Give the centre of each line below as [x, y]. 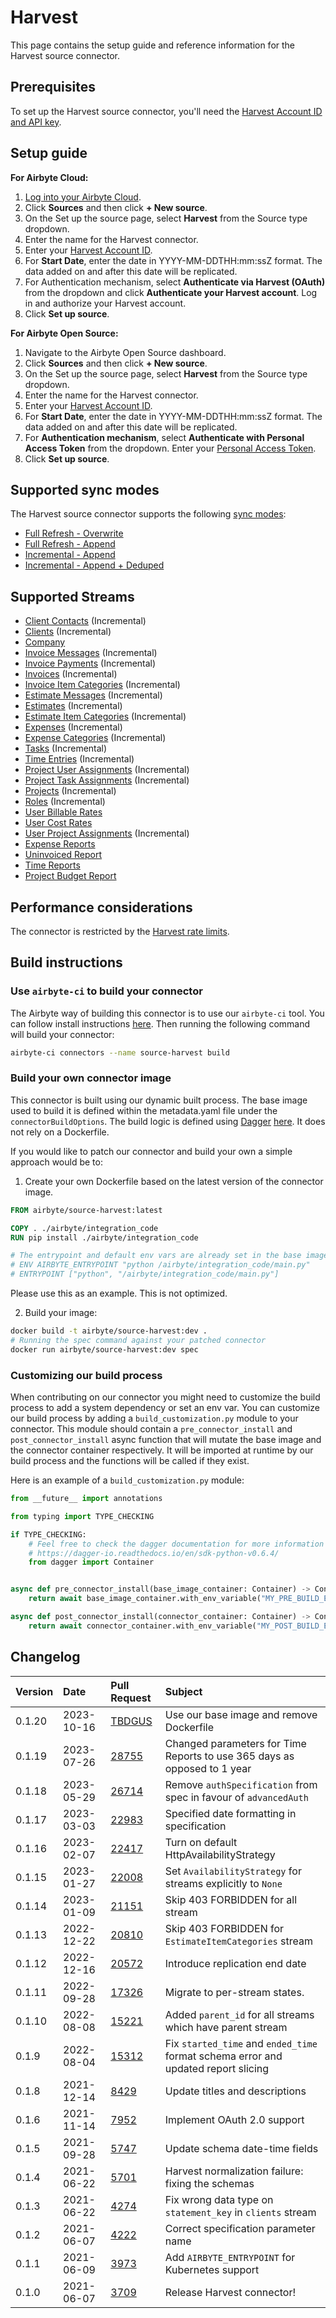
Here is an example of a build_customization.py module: [127, 1480]
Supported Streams [72, 596]
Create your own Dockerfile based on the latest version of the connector [174, 1181]
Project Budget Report [70, 876]
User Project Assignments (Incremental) [107, 833]
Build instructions [66, 962]
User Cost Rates [58, 823]
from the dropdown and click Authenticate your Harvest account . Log [171, 292]
